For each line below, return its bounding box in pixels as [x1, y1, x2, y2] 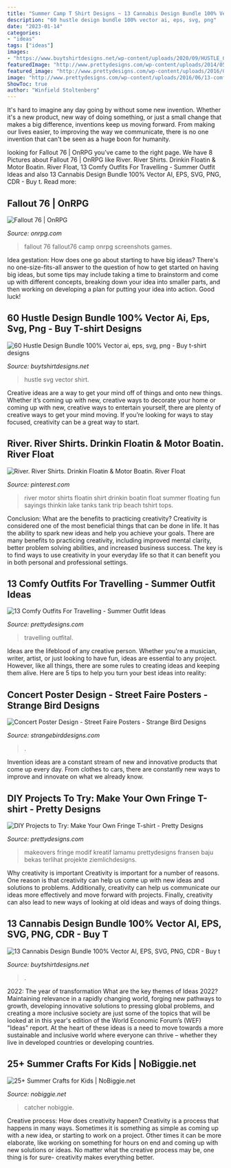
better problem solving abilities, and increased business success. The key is [7, 543, 223, 551]
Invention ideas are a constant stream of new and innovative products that [7, 758, 218, 766]
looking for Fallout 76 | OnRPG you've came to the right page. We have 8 [7, 149, 213, 157]
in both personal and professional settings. [7, 558, 129, 566]
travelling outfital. [23, 634, 74, 642]
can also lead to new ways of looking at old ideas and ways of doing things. [7, 898, 221, 906]
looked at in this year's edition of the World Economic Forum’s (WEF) [7, 1016, 201, 1024]
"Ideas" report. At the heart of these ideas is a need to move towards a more [7, 1023, 223, 1032]
